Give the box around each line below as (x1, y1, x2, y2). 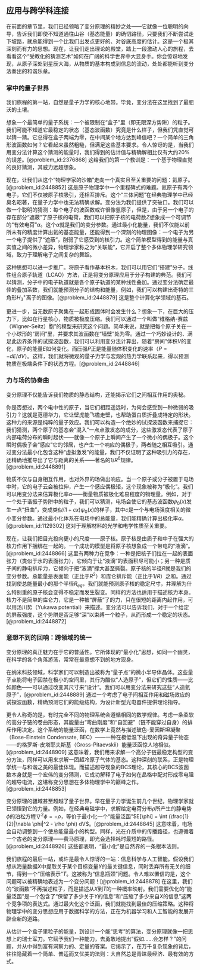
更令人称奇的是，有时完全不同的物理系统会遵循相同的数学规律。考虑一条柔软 (6, 711, 194, 718)
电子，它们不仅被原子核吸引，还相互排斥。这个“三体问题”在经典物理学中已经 (6, 191, 193, 198)
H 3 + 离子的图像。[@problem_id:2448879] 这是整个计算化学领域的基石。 (17, 293, 192, 302)
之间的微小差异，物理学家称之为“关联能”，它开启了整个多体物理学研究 (16, 244, 189, 251)
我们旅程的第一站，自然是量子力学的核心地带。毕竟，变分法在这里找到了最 (6, 99, 189, 106)
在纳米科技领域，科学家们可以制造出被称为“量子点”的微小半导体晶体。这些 (6, 668, 189, 675)
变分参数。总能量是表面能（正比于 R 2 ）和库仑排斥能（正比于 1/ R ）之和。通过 (6, 571, 192, 580)
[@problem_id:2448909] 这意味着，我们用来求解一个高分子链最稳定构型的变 (6, 748, 193, 755)
